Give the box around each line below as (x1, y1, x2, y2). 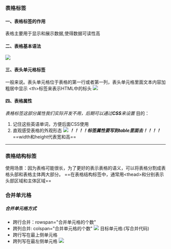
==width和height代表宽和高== (12, 133, 76, 140)
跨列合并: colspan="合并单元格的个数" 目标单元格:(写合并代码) (12, 225, 150, 231)
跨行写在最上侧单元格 (12, 232, 58, 238)
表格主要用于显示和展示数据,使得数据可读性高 (5, 31, 101, 37)
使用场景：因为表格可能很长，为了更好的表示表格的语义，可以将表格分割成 (5, 165, 161, 171)
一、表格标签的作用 (5, 18, 46, 24)
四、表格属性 (5, 98, 32, 104)
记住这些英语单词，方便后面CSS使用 (12, 121, 89, 127)
